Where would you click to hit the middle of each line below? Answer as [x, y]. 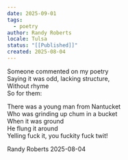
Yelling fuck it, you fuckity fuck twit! [57, 135]
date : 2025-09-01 [32, 13]
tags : [15, 20]
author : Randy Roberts [39, 33]
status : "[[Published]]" [42, 45]
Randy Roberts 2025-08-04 [47, 149]
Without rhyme [28, 86]
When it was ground [36, 121]
